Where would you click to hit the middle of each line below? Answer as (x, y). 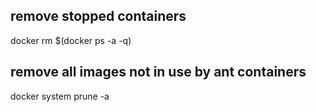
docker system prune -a (60, 96)
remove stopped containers (98, 16)
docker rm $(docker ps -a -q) (71, 40)
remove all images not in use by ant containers (158, 72)
